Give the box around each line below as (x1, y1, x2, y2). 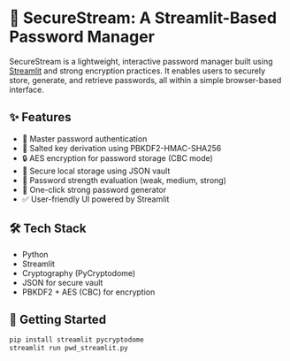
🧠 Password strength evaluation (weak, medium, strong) (21, 174, 227, 185)
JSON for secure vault (21, 277, 103, 288)
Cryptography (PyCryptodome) (21, 267, 136, 278)
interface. (9, 84, 44, 95)
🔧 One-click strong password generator (21, 184, 167, 195)
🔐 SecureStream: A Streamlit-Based (9, 8, 277, 28)
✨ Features (9, 110, 72, 125)
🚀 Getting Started (9, 311, 107, 326)
